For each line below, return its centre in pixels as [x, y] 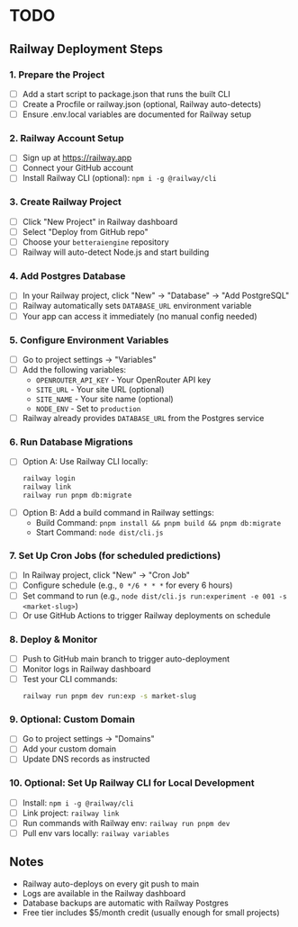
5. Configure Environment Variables [89, 340]
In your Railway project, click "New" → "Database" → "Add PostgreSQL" [156, 296]
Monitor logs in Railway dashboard [86, 669]
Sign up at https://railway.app [77, 157]
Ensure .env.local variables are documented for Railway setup [137, 114]
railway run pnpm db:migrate [77, 496]
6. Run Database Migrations [71, 442]
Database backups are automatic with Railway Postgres [126, 903]
